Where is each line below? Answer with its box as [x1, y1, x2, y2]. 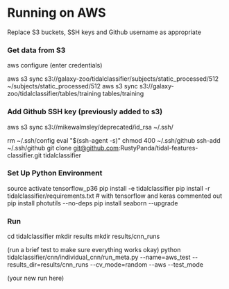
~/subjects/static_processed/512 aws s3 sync [7, 82, 139, 91]
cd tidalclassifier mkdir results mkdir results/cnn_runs [7, 232, 160, 241]
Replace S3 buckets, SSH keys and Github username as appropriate [7, 28, 201, 36]
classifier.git [7, 151, 42, 159]
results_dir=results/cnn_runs [7, 260, 89, 269]
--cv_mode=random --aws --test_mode [90, 260, 203, 269]
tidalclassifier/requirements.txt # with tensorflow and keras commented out [7, 192, 223, 200]
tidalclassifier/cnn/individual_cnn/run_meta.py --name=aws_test [7, 253, 191, 262]
